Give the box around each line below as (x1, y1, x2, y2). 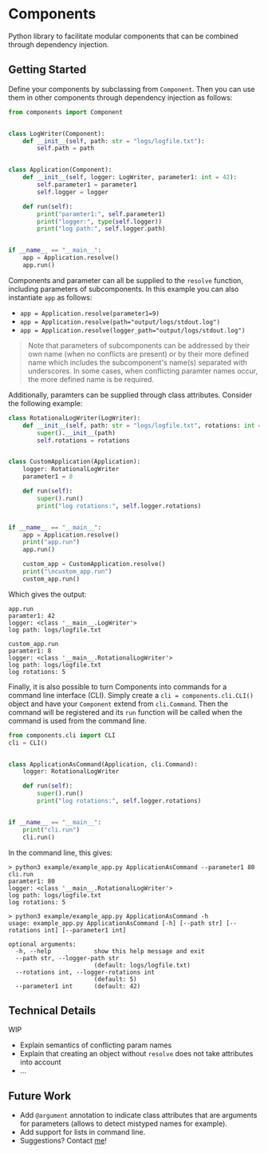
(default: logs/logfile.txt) (93, 961, 191, 969)
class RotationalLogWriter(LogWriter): (8, 413, 141, 422)
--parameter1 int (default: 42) (15, 982, 141, 990)
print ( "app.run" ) (22, 538, 81, 546)
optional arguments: (8, 940, 77, 948)
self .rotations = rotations (37, 437, 130, 445)
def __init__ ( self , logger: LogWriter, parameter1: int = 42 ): (22, 174, 238, 182)
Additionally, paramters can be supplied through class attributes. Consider (8, 389, 253, 400)
